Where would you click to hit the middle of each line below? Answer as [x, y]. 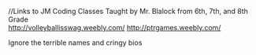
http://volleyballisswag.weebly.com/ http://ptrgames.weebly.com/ [115, 27]
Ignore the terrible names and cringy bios [75, 43]
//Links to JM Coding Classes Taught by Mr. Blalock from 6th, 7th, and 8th [128, 11]
